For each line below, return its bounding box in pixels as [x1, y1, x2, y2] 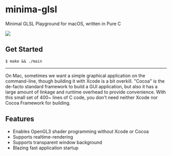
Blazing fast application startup [12, 145, 79, 151]
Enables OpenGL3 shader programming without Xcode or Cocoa [12, 128, 149, 134]
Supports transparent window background [12, 139, 102, 145]
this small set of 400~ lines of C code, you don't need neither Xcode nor [5, 94, 158, 101]
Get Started [5, 45, 43, 54]
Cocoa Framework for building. [5, 100, 71, 106]
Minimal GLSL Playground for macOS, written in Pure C [5, 21, 121, 27]
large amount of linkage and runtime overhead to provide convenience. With [5, 89, 166, 95]
